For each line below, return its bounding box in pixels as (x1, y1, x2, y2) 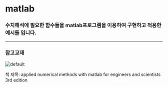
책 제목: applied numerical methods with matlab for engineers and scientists (5, 71, 161, 77)
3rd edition (5, 77, 27, 83)
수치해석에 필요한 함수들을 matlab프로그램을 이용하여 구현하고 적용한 (5, 22, 161, 29)
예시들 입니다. (5, 29, 36, 36)
